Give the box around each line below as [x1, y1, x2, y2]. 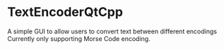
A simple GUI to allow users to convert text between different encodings [7, 27, 218, 35]
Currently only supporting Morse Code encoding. [7, 34, 151, 42]
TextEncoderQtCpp [7, 4, 124, 20]
